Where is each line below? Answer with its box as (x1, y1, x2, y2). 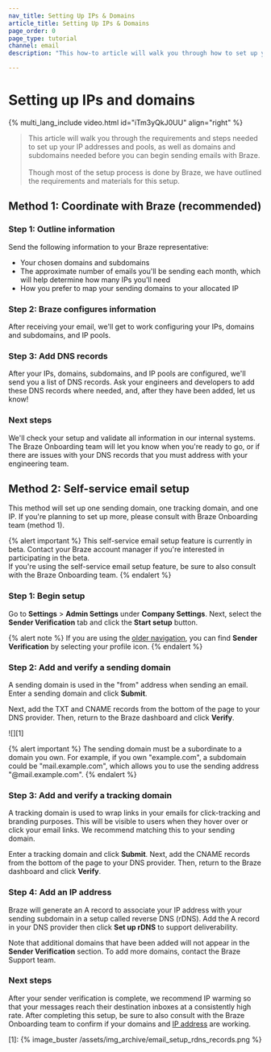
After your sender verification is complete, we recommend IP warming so (8, 993, 252, 1003)
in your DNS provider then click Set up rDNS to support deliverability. (8, 922, 239, 932)
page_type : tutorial (8, 34, 78, 43)
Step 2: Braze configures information (8, 303, 156, 314)
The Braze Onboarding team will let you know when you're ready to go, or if (8, 441, 261, 451)
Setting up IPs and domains (8, 91, 195, 110)
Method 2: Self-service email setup (8, 481, 190, 496)
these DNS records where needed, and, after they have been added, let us (8, 386, 256, 396)
